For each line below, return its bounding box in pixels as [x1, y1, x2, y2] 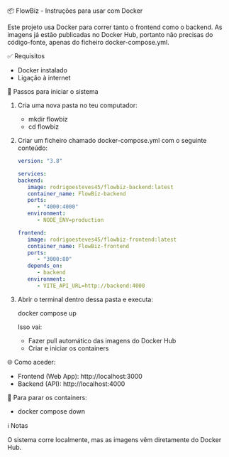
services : [17, 170, 48, 177]
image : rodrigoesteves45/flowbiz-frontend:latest [27, 236, 177, 243]
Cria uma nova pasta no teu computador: [17, 101, 138, 109]
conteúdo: [17, 144, 48, 152]
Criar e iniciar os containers [28, 344, 109, 353]
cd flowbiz [28, 122, 59, 131]
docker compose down [17, 407, 86, 415]
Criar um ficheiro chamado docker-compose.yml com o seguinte [17, 136, 207, 144]
